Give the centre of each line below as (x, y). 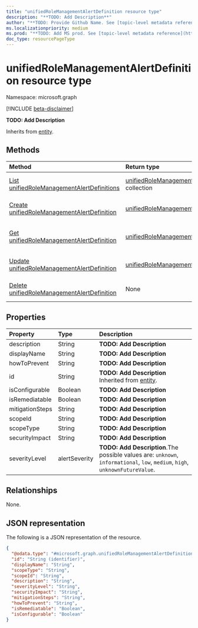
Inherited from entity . (128, 380)
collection (139, 188)
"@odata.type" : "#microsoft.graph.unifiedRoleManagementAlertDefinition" (104, 554)
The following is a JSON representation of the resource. (74, 538)
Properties (26, 318)
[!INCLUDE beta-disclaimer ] (40, 108)
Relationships (32, 490)
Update (19, 261)
